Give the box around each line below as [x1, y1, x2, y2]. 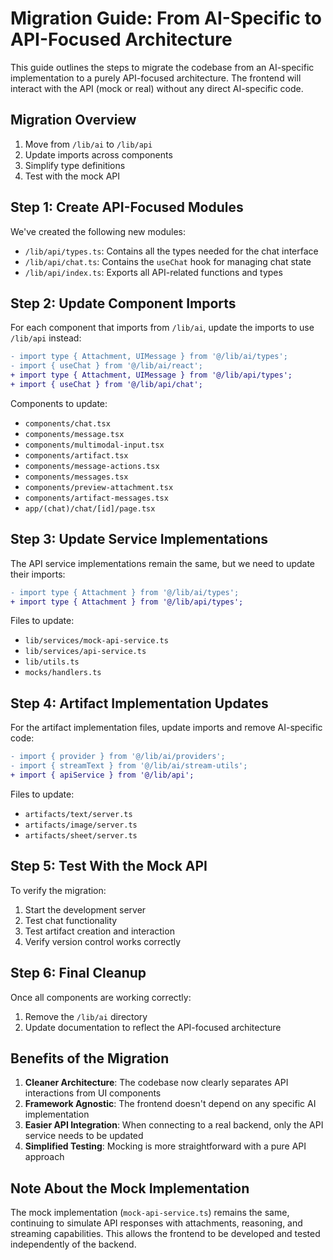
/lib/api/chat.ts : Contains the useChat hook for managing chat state [24, 255, 312, 267]
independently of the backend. [10, 1238, 137, 1251]
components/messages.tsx [24, 472, 129, 482]
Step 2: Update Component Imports [10, 295, 237, 312]
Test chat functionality [24, 914, 118, 926]
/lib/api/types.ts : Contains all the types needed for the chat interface [24, 245, 319, 257]
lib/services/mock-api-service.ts [24, 636, 169, 646]
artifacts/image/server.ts [24, 820, 138, 830]
